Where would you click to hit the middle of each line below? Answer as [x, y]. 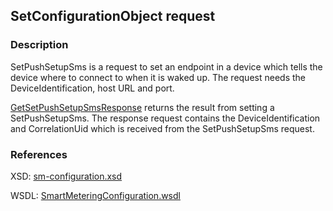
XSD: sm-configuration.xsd [66, 176]
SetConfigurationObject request [113, 16]
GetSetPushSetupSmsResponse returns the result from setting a [142, 107]
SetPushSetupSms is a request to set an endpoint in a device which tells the [166, 66]
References [39, 154]
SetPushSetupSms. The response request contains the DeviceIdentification [165, 118]
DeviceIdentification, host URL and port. [92, 88]
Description [39, 45]
